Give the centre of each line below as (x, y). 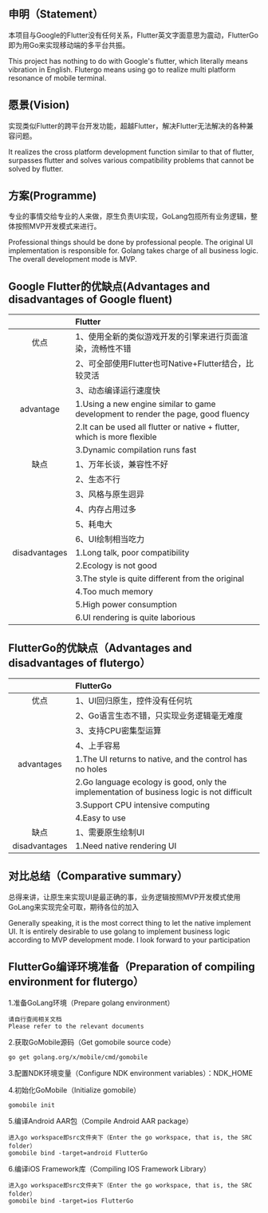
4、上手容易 (98, 746)
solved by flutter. (36, 168)
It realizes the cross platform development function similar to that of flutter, (131, 152)
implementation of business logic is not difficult (164, 792)
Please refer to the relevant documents (77, 1026)
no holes (91, 769)
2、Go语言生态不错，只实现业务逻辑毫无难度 (159, 716)
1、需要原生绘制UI (110, 832)
